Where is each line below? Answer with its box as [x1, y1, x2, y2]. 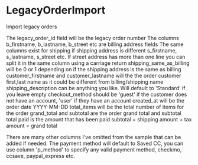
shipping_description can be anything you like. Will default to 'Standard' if [6, 84, 186, 91]
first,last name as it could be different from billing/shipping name [6, 78, 164, 85]
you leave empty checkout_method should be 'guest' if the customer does [6, 91, 187, 98]
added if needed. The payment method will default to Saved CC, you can [6, 140, 184, 147]
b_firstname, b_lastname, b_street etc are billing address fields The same [6, 41, 184, 48]
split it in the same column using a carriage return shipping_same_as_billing [6, 60, 190, 67]
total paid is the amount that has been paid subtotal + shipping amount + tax [6, 115, 192, 123]
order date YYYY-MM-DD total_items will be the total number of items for [6, 103, 184, 110]
